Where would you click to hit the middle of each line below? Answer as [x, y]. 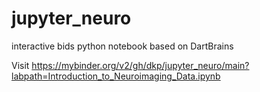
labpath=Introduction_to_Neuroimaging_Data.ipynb [116, 76]
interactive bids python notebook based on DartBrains [122, 46]
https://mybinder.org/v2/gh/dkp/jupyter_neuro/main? [140, 65]
